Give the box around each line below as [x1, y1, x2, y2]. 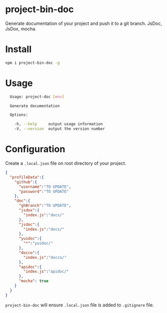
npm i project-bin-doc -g [5, 60, 60, 65]
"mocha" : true [18, 279, 49, 284]
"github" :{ [14, 179, 37, 185]
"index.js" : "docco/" [23, 255, 67, 260]
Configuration [5, 144, 66, 155]
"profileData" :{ [10, 175, 44, 180]
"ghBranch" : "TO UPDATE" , [18, 203, 71, 208]
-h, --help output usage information [14, 122, 103, 127]
